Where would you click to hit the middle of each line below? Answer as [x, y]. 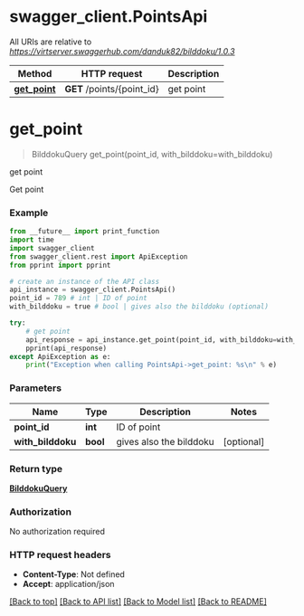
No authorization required [57, 532]
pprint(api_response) [66, 348]
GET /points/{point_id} [112, 89]
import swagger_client [52, 248]
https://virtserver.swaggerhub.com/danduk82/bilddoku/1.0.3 [122, 51]
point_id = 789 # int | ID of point [78, 299]
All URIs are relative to [51, 42]
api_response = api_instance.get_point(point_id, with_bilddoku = [152, 340]
